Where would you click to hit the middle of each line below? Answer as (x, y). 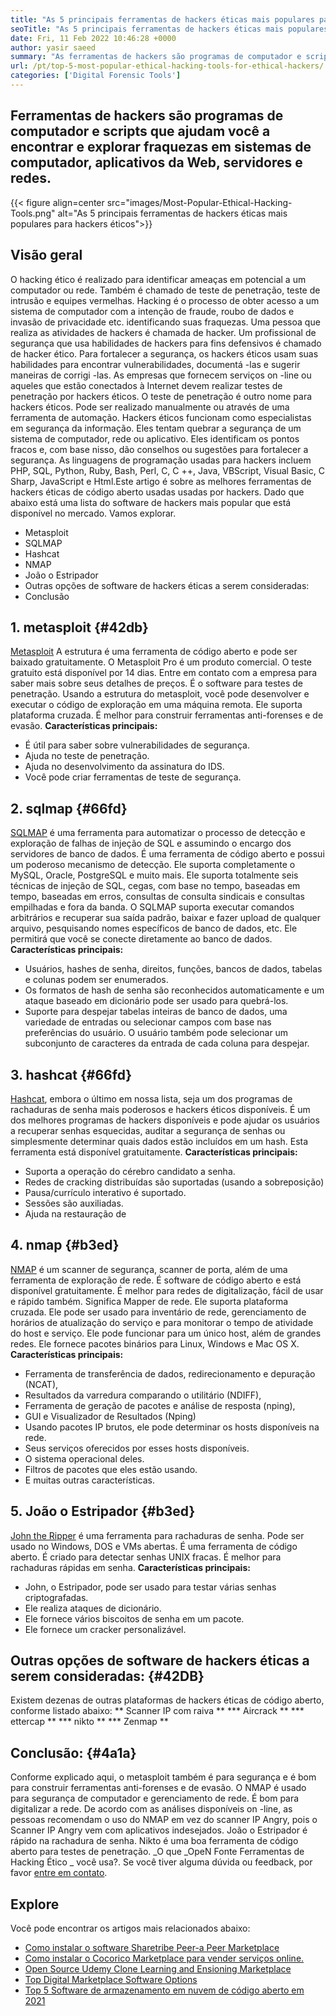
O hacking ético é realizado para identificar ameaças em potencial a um (158, 279)
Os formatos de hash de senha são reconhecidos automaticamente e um (174, 990)
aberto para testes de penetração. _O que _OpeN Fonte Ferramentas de (157, 1852)
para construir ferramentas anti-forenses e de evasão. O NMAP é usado (158, 1788)
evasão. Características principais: (84, 726)
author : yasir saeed (53, 47)
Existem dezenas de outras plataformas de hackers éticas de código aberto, (167, 1700)
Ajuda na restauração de (75, 1213)
